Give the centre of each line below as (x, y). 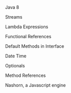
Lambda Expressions (27, 27)
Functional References (28, 36)
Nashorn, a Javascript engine (35, 85)
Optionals (15, 66)
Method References (25, 75)
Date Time (16, 56)
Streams (14, 17)
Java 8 (12, 7)
